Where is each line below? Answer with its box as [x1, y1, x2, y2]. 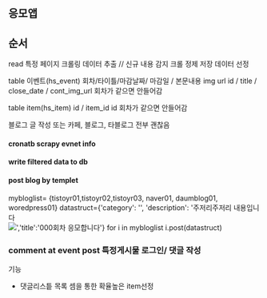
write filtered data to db [8, 157, 88, 167]
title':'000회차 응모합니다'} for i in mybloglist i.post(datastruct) [21, 222, 222, 232]
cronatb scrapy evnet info [8, 138, 96, 149]
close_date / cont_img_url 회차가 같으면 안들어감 [8, 86, 163, 96]
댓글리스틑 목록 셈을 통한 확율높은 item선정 [19, 281, 154, 291]
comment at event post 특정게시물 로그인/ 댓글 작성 [8, 244, 201, 256]
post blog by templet [8, 175, 78, 185]
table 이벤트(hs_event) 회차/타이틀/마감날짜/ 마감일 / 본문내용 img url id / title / [8, 76, 257, 85]
